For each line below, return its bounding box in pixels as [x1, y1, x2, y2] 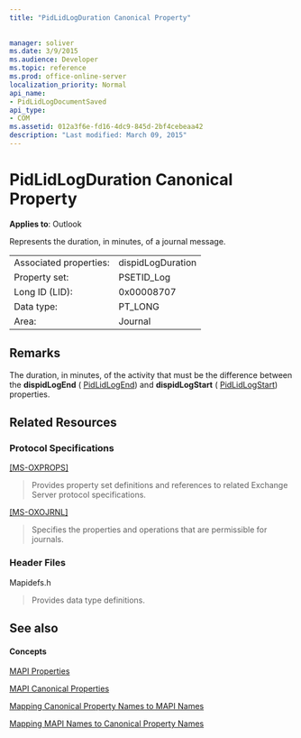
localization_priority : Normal [9, 80, 127, 89]
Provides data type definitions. [31, 595, 146, 605]
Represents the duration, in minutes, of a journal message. [9, 235, 226, 246]
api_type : [9, 106, 47, 115]
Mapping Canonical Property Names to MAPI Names [9, 701, 205, 712]
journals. [31, 534, 65, 545]
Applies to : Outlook [9, 218, 83, 229]
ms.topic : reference [9, 64, 87, 73]
